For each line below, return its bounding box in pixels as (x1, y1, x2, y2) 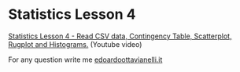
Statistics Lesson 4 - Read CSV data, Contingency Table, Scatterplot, (8, 31, 232, 41)
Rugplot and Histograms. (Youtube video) (8, 39, 142, 49)
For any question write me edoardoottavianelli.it (8, 55, 163, 64)
